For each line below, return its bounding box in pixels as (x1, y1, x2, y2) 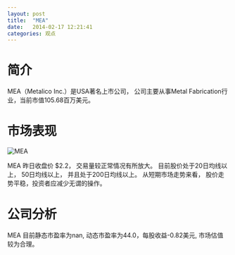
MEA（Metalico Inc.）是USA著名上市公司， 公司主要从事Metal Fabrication (7, 87, 222, 96)
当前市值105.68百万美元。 (19, 96, 95, 104)
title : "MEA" (7, 17, 49, 24)
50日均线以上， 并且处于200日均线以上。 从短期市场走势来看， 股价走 (20, 170, 225, 179)
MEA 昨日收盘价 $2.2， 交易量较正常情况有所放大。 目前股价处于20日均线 (7, 161, 222, 170)
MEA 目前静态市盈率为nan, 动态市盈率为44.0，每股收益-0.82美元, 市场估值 (7, 231, 224, 240)
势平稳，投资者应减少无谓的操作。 (7, 179, 106, 187)
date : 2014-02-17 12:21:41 (7, 23, 93, 30)
